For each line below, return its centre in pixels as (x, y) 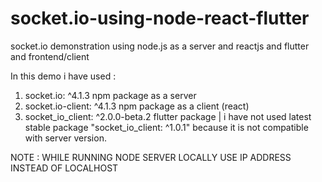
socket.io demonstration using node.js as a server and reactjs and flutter (160, 46)
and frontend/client (50, 56)
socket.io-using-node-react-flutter (160, 18)
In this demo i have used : (63, 76)
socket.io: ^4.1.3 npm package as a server (110, 95)
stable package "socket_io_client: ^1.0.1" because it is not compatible (166, 127)
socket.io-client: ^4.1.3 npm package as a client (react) (137, 106)
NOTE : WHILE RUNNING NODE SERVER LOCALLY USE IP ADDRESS (151, 157)
